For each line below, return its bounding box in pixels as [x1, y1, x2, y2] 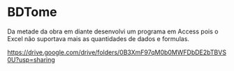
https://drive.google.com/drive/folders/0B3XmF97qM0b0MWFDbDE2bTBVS [7, 48, 227, 56]
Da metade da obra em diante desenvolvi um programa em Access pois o [7, 27, 219, 35]
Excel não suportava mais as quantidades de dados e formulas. [7, 34, 190, 42]
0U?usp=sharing [7, 55, 56, 63]
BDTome [7, 4, 57, 20]
